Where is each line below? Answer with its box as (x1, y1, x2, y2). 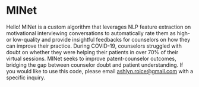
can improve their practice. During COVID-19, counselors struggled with (6, 42, 182, 49)
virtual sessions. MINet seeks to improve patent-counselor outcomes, (6, 55, 176, 62)
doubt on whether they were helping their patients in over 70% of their (6, 48, 179, 55)
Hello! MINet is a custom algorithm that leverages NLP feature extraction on (6, 23, 191, 30)
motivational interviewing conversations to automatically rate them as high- (6, 29, 190, 36)
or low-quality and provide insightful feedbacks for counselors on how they (6, 36, 191, 43)
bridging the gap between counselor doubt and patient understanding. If (6, 61, 184, 69)
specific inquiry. (6, 74, 46, 81)
